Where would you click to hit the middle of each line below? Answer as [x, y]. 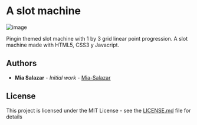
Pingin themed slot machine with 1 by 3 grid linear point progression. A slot [97, 38]
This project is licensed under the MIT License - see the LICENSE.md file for [98, 110]
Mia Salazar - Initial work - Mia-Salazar [63, 77]
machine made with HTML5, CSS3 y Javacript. [63, 45]
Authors [22, 63]
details [14, 117]
